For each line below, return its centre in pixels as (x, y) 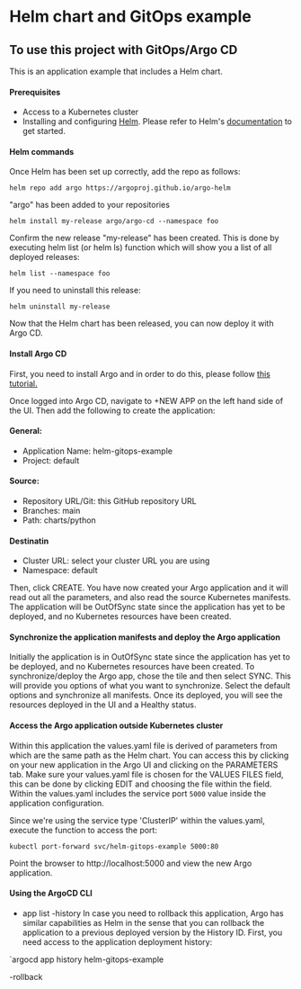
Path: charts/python (59, 520)
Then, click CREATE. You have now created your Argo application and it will (149, 588)
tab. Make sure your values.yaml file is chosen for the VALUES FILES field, (147, 774)
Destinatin (29, 541)
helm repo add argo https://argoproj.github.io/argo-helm (120, 188)
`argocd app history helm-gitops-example (87, 959)
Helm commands (42, 151)
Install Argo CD (38, 354)
